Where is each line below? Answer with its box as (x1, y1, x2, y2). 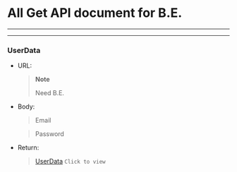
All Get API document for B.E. (7, 5, 183, 21)
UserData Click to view (35, 157, 106, 166)
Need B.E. (35, 89, 65, 97)
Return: (17, 143, 39, 152)
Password (35, 130, 65, 138)
